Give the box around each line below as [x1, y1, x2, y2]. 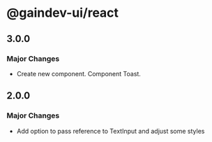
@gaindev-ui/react [6, 5, 119, 21]
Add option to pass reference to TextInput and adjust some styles [16, 127, 205, 135]
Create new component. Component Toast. [16, 69, 141, 78]
